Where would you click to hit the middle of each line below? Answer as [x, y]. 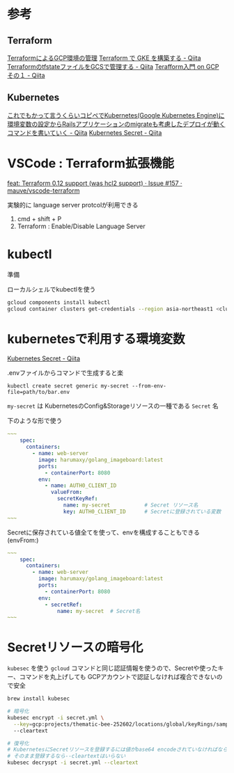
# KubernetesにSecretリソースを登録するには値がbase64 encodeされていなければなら [118, 750]
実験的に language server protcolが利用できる [73, 205]
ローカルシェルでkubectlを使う [52, 289]
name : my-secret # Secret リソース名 [131, 505]
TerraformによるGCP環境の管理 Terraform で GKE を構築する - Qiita [104, 58]
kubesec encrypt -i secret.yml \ [56, 717]
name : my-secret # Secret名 [99, 611]
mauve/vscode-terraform [44, 190]
